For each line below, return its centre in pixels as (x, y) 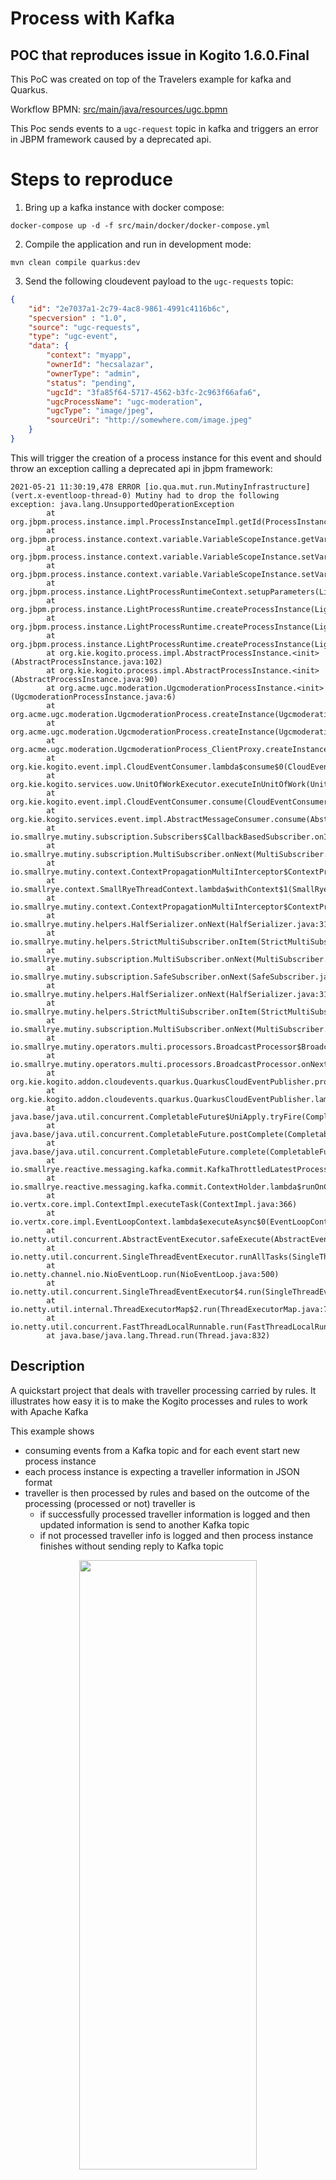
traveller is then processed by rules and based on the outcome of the (167, 1493)
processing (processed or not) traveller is (110, 1503)
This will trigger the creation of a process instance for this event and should (166, 458)
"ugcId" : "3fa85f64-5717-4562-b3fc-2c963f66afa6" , (154, 392)
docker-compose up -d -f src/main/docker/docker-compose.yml (140, 225)
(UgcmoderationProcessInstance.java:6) (93, 697)
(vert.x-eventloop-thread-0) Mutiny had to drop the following (145, 495)
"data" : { (49, 346)
